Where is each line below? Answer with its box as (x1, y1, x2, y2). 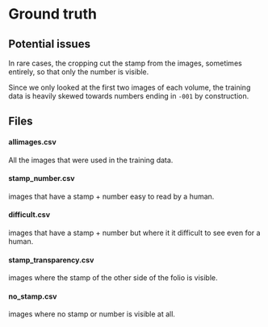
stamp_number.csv (8, 174, 75, 183)
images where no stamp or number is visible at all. (8, 309, 176, 319)
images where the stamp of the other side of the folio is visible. (8, 273, 218, 283)
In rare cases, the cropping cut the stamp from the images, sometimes (8, 58, 242, 68)
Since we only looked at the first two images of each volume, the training (8, 82, 251, 92)
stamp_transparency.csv (8, 255, 94, 265)
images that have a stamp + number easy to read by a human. (8, 191, 215, 201)
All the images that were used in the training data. (8, 155, 174, 165)
